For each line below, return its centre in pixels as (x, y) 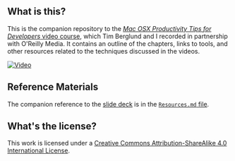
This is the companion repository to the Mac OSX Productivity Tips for (109, 28)
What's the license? (52, 126)
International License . (39, 150)
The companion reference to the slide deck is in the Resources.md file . (108, 104)
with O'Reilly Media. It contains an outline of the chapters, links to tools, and (117, 43)
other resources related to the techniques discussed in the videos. (104, 51)
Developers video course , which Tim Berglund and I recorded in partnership (117, 36)
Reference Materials (53, 87)
